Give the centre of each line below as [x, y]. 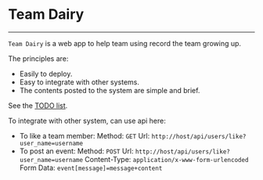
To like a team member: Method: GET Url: [85, 135]
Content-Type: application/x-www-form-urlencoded [167, 159]
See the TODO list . [38, 105]
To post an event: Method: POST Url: [77, 151]
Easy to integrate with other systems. [79, 82]
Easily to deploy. [46, 74]
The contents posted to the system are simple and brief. [110, 90]
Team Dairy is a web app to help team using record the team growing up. [124, 43]
